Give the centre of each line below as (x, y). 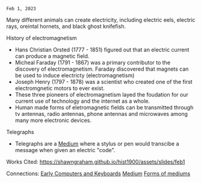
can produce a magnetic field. (52, 56)
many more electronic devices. (53, 120)
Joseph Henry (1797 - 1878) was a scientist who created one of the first (104, 82)
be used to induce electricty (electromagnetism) (75, 75)
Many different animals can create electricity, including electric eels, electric (101, 20)
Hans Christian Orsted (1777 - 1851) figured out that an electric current (102, 50)
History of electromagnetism (42, 38)
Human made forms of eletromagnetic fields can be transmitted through (104, 108)
